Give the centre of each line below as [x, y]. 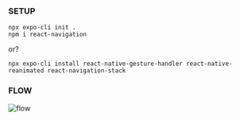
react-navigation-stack [87, 71]
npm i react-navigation [48, 35]
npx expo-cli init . [43, 28]
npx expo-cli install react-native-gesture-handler [95, 64]
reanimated [26, 71]
